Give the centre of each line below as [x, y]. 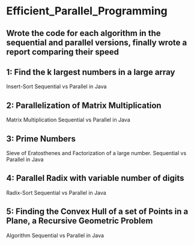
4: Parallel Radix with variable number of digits [95, 178]
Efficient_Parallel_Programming [87, 11]
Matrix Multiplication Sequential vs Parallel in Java [68, 120]
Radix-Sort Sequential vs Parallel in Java [56, 192]
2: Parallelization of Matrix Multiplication [84, 105]
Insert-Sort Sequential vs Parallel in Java [56, 87]
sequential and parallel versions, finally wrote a [97, 42]
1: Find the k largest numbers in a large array [91, 72]
